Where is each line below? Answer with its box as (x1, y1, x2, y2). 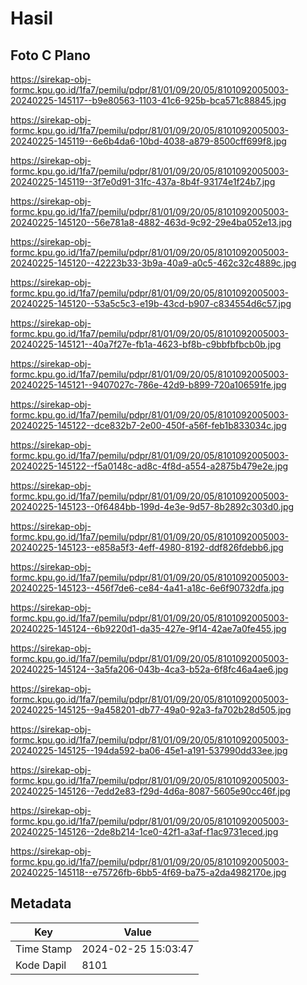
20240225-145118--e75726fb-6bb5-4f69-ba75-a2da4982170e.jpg (10, 867, 287, 878)
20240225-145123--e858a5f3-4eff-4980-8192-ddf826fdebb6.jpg (10, 542, 284, 553)
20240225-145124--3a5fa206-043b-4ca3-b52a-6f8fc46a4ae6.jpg (10, 663, 289, 675)
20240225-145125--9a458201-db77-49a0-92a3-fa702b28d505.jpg (10, 704, 292, 716)
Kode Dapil (15, 958, 67, 972)
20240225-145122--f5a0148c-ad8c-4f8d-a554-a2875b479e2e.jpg (10, 460, 289, 472)
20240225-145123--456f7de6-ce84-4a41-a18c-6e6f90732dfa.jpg (10, 582, 285, 594)
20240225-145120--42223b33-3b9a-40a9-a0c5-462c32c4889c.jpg (10, 257, 297, 269)
